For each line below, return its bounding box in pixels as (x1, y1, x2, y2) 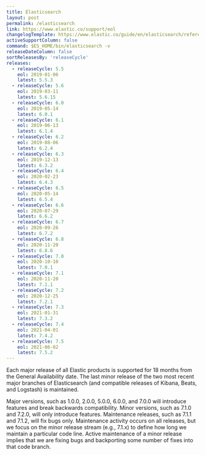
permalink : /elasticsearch (6, 20, 75, 26)
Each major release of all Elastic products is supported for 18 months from (6, 366, 192, 374)
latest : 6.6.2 (17, 213, 53, 220)
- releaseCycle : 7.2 (12, 287, 64, 293)
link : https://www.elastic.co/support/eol (6, 26, 116, 32)
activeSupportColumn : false (6, 37, 78, 43)
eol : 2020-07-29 (17, 208, 59, 214)
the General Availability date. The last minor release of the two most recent (6, 373, 194, 380)
